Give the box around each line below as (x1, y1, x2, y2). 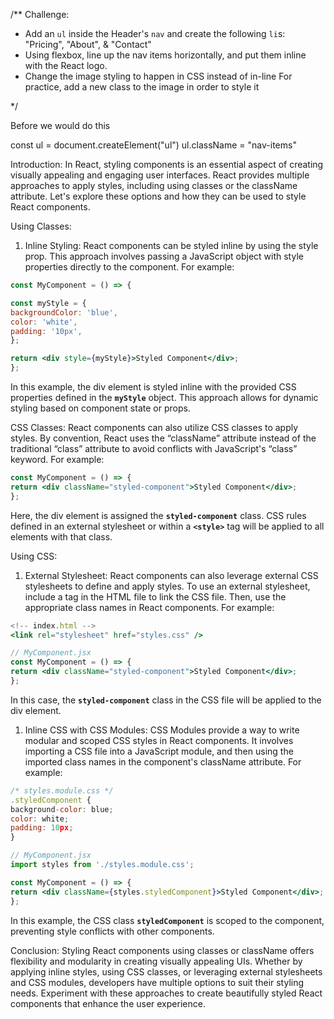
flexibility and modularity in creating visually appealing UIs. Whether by (10, 955, 303, 967)
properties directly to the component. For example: (24, 261, 235, 273)
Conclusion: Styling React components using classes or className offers (10, 944, 315, 956)
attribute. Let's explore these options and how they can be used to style (10, 190, 307, 202)
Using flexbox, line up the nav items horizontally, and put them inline (24, 49, 307, 61)
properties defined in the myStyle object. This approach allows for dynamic (10, 392, 319, 403)
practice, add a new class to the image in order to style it (24, 81, 260, 93)
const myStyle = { (10, 298, 87, 308)
